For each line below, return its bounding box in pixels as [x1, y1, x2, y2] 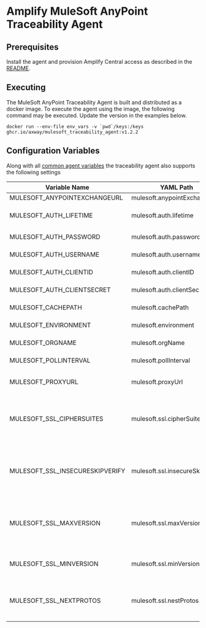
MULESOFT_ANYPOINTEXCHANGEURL [9, 193, 124, 202]
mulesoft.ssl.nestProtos [131, 596, 199, 605]
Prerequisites [6, 42, 59, 52]
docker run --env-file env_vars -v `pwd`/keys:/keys [6, 123, 144, 130]
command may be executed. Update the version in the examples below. [6, 112, 187, 119]
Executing [6, 82, 46, 93]
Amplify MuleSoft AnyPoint [6, 4, 148, 18]
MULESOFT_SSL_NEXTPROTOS [9, 596, 101, 605]
